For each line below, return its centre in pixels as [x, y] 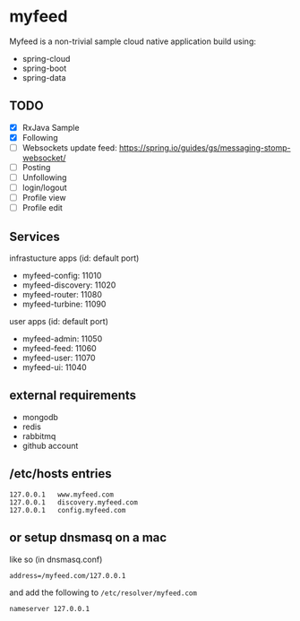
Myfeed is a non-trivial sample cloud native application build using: [133, 41]
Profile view [44, 198]
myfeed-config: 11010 [62, 276]
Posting [36, 167]
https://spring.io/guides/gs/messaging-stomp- [205, 147]
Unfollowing [44, 177]
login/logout [44, 188]
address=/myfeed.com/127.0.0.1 [68, 575]
